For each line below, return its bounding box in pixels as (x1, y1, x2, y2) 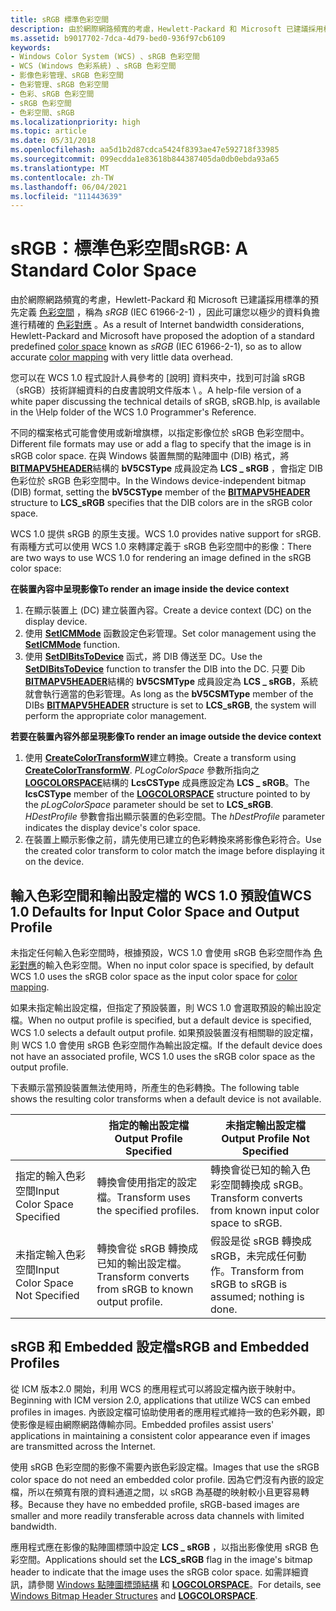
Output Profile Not (221, 1132, 310, 1145)
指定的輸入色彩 (15, 1169, 87, 1183)
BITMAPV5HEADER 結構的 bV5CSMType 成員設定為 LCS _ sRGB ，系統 (24, 676, 319, 688)
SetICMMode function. (24, 639, 120, 651)
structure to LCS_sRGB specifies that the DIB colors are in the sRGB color (10, 497, 313, 509)
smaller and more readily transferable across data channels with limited (10, 1509, 305, 1521)
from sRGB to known (96, 1282, 194, 1296)
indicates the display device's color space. (24, 822, 201, 834)
